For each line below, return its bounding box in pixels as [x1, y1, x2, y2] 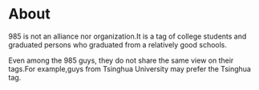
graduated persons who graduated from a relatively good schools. [8, 39, 227, 49]
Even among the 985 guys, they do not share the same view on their [8, 55, 234, 65]
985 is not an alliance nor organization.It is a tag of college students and [8, 31, 247, 41]
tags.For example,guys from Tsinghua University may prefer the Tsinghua [8, 63, 251, 73]
